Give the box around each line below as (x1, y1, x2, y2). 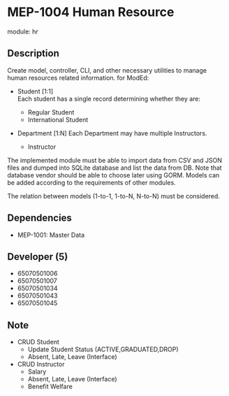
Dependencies (7, 212, 72, 224)
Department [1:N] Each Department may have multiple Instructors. (17, 129, 207, 137)
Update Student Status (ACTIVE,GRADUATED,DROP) (27, 345, 179, 353)
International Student (27, 115, 89, 124)
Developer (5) (7, 251, 68, 263)
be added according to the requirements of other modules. (7, 178, 176, 186)
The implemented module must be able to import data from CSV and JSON (7, 156, 222, 164)
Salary (27, 367, 47, 376)
